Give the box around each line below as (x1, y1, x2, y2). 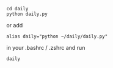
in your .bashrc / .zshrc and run (6, 44, 86, 51)
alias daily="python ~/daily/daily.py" (6, 33, 108, 39)
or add (6, 22, 23, 29)
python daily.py (6, 11, 48, 17)
